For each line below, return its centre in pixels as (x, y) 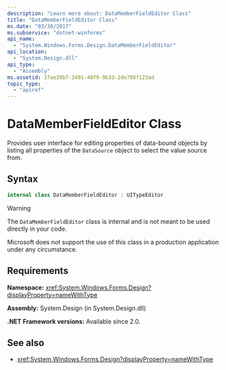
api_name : (21, 39)
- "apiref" (29, 90)
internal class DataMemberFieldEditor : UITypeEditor (86, 195)
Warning (19, 208)
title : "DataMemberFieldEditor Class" (62, 20)
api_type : (21, 65)
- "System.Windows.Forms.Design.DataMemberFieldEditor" (95, 45)
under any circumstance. (42, 249)
